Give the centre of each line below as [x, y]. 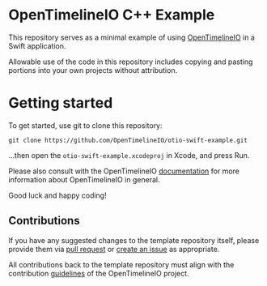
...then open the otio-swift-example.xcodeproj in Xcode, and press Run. [129, 155]
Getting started [61, 103]
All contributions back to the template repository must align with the [121, 264]
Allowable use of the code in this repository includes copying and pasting [131, 62]
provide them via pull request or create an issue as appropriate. [114, 249]
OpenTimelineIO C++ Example [112, 15]
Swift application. [37, 45]
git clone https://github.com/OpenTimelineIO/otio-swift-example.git [128, 140]
